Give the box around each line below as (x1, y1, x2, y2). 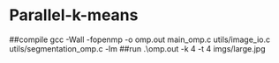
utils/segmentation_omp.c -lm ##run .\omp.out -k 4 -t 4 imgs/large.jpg (9, 43, 266, 53)
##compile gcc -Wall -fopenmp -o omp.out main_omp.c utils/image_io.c (9, 34, 271, 45)
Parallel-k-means (9, 5, 139, 25)
